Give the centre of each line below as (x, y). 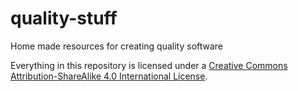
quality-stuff (64, 18)
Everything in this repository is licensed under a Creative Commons (149, 65)
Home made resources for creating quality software (117, 46)
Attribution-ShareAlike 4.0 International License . (109, 76)
